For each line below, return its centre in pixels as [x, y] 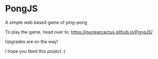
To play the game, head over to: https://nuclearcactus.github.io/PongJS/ [79, 32]
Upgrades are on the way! [32, 41]
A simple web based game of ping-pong [46, 22]
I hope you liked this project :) [35, 51]
